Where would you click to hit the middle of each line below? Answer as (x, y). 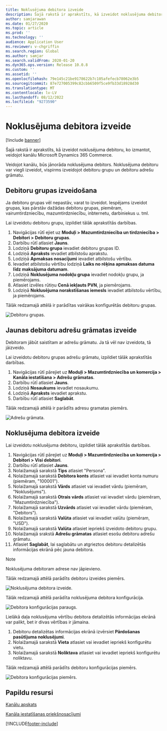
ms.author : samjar (25, 56)
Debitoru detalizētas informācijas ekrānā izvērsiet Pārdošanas (76, 631)
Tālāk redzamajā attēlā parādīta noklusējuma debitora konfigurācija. (75, 597)
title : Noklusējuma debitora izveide (45, 10)
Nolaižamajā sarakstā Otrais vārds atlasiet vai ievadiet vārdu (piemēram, (87, 497)
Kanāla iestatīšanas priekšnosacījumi (43, 714)
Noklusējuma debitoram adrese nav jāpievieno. (54, 568)
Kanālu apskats (21, 705)
